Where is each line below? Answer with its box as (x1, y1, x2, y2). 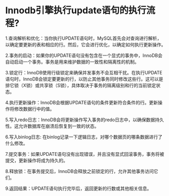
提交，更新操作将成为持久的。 (5, 157, 68, 163)
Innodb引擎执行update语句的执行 (5, 5, 147, 16)
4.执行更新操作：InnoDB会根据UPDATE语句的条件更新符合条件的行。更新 (5, 99, 158, 105)
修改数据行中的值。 (14, 105, 54, 112)
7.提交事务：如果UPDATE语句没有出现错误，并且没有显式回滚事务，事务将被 (5, 151, 164, 157)
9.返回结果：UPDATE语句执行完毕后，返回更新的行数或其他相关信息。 (5, 185, 152, 191)
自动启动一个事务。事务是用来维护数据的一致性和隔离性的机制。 (5, 59, 139, 65)
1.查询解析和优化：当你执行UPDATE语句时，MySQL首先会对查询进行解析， (5, 35, 162, 41)
